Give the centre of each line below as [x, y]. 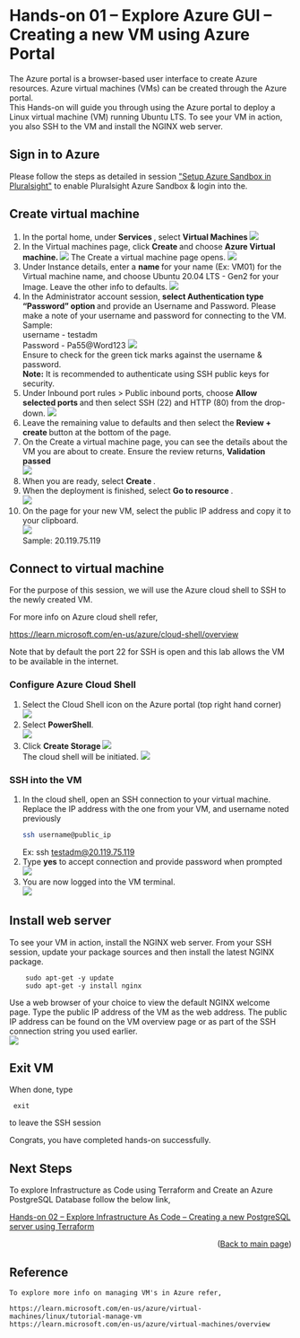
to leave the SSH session [55, 1122]
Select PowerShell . [58, 725]
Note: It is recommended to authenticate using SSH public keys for [146, 374]
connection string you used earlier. [73, 1031]
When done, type [41, 1090]
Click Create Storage [61, 745]
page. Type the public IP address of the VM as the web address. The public [148, 1012]
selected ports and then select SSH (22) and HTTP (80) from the [142, 402]
